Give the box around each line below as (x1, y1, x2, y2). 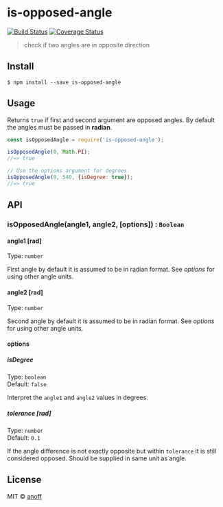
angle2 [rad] (7, 288, 43, 296)
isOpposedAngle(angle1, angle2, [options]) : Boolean (7, 220, 185, 229)
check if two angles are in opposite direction (23, 40, 150, 49)
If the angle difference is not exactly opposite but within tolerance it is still (7, 447, 217, 456)
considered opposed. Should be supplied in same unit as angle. (7, 454, 187, 462)
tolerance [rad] (7, 409, 51, 417)
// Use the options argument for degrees (7, 167, 128, 174)
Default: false (7, 380, 47, 388)
